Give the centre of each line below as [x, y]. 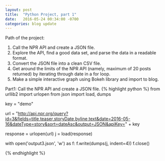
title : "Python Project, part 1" [41, 14]
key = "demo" [19, 104]
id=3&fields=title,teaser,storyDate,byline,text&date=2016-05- [68, 119]
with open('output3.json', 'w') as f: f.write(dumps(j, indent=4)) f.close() [78, 144]
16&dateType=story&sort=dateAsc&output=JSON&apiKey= [65, 124]
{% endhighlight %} [25, 153]
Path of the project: [25, 38]
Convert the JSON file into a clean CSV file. [57, 63]
